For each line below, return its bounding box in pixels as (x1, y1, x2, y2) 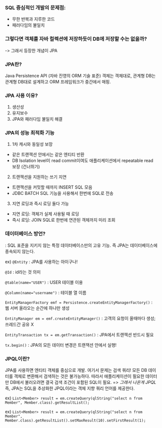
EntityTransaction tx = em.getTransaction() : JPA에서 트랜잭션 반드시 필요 (5, 332, 154, 337)
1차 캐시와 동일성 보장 (12, 142, 53, 147)
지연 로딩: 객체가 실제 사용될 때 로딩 (12, 211, 79, 217)
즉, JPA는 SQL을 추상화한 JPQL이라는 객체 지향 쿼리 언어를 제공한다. (5, 385, 135, 391)
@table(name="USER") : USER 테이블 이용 (5, 279, 83, 285)
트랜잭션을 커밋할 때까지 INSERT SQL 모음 (12, 184, 93, 190)
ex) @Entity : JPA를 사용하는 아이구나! (5, 258, 78, 265)
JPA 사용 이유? (5, 92, 38, 99)
